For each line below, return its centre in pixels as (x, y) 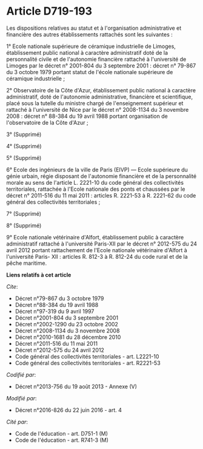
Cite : (12, 286)
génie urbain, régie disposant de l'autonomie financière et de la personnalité (101, 176)
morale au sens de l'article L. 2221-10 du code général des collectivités (95, 182)
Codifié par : (21, 374)
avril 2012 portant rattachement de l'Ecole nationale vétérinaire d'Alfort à (97, 250)
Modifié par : (22, 398)
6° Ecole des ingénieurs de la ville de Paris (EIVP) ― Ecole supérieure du (97, 170)
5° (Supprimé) (24, 158)
